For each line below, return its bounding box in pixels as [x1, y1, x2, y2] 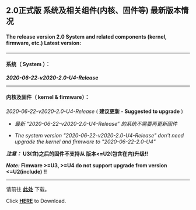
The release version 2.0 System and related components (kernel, [6, 33, 167, 40]
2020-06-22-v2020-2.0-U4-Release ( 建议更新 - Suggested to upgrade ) [6, 108, 184, 115]
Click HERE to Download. [6, 198, 66, 204]
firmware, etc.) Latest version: [6, 39, 82, 46]
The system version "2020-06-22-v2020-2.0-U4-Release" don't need [14, 132, 184, 139]
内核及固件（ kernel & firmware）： [6, 94, 90, 101]
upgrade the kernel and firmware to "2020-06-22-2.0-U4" [14, 138, 156, 145]
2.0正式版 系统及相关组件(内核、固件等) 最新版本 [6, 5, 181, 16]
